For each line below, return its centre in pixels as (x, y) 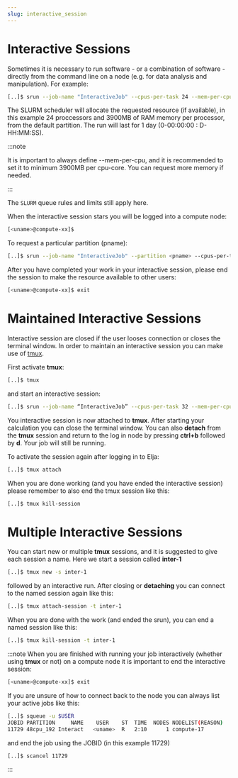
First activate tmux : (36, 367)
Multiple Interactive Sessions (95, 532)
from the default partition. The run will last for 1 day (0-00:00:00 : (103, 126)
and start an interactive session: (54, 394)
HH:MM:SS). (25, 133)
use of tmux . (26, 353)
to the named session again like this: (60, 594)
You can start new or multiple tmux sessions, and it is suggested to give (113, 552)
